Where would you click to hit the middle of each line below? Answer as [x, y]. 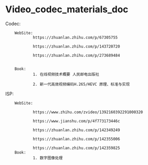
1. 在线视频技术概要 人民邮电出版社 [66, 74]
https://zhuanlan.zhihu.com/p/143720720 [76, 46]
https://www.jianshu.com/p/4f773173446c [76, 121]
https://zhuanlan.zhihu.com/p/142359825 [76, 148]
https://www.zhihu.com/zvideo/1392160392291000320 [88, 112]
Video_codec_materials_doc [67, 9]
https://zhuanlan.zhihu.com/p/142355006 [76, 139]
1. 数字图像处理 [48, 158]
